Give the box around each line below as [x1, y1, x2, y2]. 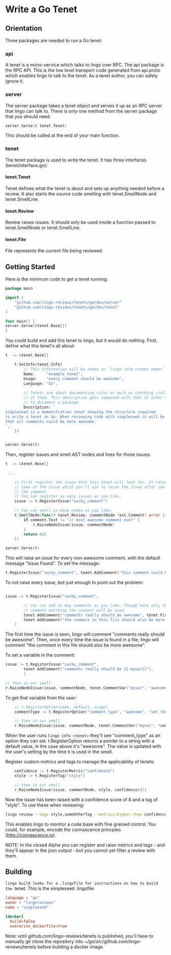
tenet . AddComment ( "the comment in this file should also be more [23, 617, 165, 622]
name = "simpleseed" [5, 905, 49, 910]
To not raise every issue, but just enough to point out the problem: [5, 579, 144, 586]
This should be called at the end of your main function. [5, 132, 120, 138]
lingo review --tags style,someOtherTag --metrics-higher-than [5, 811, 142, 817]
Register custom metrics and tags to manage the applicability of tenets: [5, 759, 155, 765]
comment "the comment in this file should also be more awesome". [5, 642, 146, 648]
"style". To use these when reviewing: [5, 802, 84, 808]
